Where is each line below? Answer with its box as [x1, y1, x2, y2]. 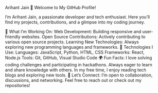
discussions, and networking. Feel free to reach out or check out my [5, 77, 142, 83]
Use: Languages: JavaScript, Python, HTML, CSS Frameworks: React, [5, 49, 145, 55]
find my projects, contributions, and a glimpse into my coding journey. [5, 19, 145, 25]
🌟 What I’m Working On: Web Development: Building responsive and [5, 29, 141, 34]
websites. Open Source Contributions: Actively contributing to [21, 34, 146, 39]
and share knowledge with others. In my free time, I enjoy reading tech [5, 67, 147, 73]
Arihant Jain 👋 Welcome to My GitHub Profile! [5, 5, 96, 10]
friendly [5, 34, 21, 39]
